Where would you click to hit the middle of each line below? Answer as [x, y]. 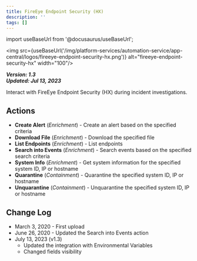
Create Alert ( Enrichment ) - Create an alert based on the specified [95, 125]
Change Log [29, 212]
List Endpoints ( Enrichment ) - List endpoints [69, 144]
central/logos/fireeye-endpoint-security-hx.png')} [66, 57]
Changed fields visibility [53, 252]
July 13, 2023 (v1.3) [38, 239]
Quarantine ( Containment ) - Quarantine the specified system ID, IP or [99, 175]
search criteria [32, 156]
